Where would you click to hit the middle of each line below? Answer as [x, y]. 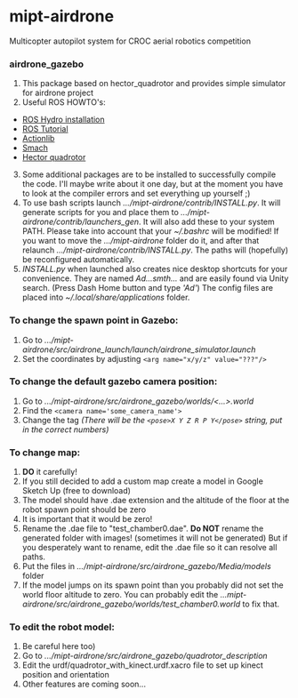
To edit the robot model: [62, 627]
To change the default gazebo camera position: [113, 381]
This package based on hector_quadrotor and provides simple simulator [154, 84]
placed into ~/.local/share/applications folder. [106, 297]
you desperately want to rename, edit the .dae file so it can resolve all [149, 548]
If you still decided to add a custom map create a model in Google [143, 481]
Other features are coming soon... [84, 684]
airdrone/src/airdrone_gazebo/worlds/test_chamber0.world [131, 604]
